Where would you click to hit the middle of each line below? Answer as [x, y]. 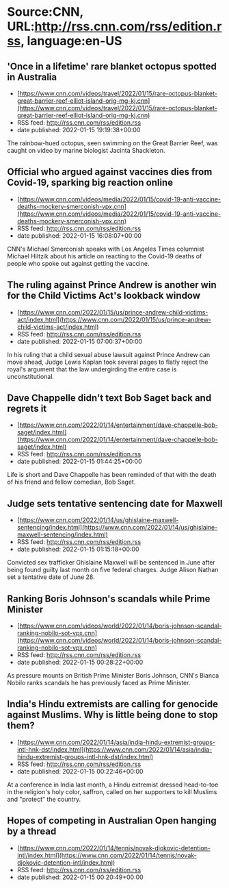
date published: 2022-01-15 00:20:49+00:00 [80, 877]
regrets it [27, 409]
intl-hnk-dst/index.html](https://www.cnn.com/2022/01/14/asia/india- [114, 749]
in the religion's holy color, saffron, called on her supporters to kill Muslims [112, 791]
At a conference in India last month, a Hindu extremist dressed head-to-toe [113, 785]
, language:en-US [71, 41]
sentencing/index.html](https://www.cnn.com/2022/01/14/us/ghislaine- [117, 528]
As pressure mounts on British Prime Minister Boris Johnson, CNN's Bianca [113, 676]
